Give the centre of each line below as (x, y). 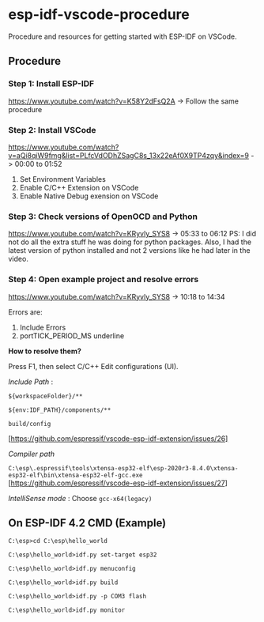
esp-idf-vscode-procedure (99, 15)
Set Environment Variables (63, 179)
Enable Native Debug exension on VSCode (89, 196)
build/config (30, 424)
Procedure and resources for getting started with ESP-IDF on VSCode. (123, 36)
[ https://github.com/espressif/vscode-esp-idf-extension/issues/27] (118, 483)
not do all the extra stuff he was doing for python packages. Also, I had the (130, 242)
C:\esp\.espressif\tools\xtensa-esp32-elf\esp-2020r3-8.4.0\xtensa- (123, 468)
